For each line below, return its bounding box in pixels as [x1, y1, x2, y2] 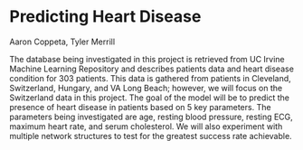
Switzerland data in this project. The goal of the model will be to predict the [9, 92, 289, 103]
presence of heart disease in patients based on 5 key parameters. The [9, 101, 271, 112]
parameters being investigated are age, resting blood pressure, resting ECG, [9, 111, 294, 122]
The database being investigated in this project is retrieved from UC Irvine [9, 53, 285, 64]
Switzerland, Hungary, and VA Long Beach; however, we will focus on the [9, 82, 283, 93]
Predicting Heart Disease [9, 6, 202, 27]
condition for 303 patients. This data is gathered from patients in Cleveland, [9, 72, 291, 83]
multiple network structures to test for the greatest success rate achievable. [9, 130, 292, 141]
